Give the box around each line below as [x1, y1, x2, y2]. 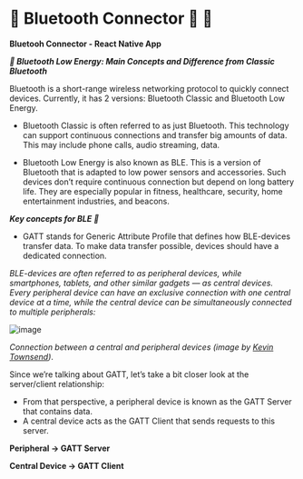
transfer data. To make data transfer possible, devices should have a [22, 240, 279, 251]
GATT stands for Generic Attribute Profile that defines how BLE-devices [22, 231, 291, 242]
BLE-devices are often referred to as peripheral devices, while [9, 267, 242, 278]
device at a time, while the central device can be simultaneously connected [9, 296, 292, 307]
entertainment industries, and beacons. [22, 195, 170, 206]
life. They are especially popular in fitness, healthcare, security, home [22, 185, 283, 196]
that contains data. [22, 405, 93, 416]
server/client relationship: [9, 378, 105, 389]
